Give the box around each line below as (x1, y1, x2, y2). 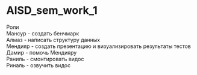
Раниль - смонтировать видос (6, 55, 84, 62)
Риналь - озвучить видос (6, 61, 71, 69)
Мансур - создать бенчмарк (6, 29, 80, 37)
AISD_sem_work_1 (6, 4, 98, 17)
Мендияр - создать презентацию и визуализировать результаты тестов (6, 43, 191, 50)
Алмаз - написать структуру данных (6, 36, 101, 43)
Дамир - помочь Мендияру (6, 49, 77, 56)
